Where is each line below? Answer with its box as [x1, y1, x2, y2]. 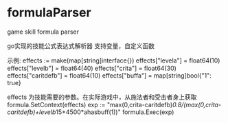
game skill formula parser [7, 27, 80, 36]
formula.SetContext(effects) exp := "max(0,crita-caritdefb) [7, 100, 173, 109]
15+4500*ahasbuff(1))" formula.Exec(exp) [56, 108, 174, 116]
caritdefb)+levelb [7, 108, 56, 116]
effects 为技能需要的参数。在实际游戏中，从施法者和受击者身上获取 [7, 93, 197, 101]
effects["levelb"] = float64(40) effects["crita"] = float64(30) [7, 64, 177, 72]
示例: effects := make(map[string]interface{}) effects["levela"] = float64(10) [7, 56, 220, 65]
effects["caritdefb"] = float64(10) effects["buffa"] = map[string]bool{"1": [7, 71, 212, 80]
